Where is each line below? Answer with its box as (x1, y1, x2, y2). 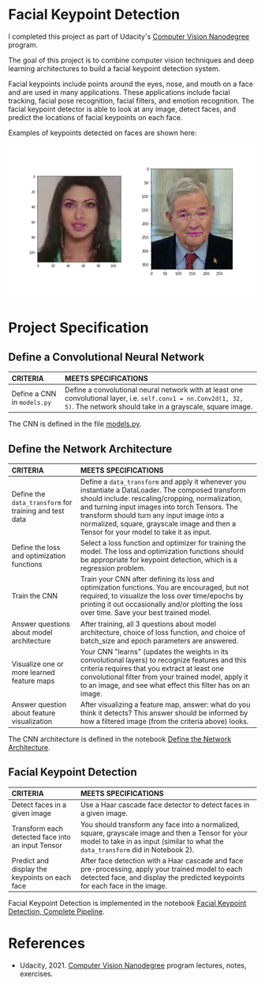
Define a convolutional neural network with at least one (64, 385, 243, 394)
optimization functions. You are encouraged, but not (80, 583, 249, 592)
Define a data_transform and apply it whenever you (80, 477, 247, 486)
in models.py (11, 398, 51, 407)
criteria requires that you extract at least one (80, 663, 225, 673)
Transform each (11, 824, 64, 833)
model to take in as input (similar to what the (80, 836, 224, 846)
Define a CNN (11, 389, 57, 398)
